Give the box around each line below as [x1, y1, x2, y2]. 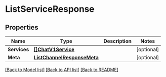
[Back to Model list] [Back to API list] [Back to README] [5, 67, 119, 73]
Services [7, 46, 29, 53]
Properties [5, 23, 39, 32]
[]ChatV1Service [34, 46, 75, 53]
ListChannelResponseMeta [34, 54, 99, 61]
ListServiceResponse [5, 3, 95, 15]
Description [103, 38, 132, 44]
